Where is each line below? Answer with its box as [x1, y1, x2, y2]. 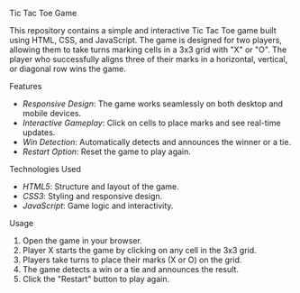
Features [9, 81, 42, 91]
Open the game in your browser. [22, 235, 142, 246]
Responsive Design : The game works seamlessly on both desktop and [22, 98, 284, 109]
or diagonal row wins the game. [9, 63, 126, 74]
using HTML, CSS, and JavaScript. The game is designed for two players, [9, 35, 282, 45]
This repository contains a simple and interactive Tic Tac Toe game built [9, 25, 277, 35]
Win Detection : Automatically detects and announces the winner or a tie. [22, 137, 291, 147]
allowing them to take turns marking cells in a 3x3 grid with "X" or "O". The [9, 44, 287, 55]
